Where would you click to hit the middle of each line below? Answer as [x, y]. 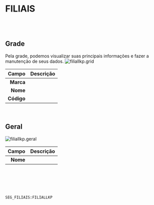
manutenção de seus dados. [35, 61]
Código [17, 98]
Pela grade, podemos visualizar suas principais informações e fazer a [77, 56]
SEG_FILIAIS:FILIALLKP [29, 197]
